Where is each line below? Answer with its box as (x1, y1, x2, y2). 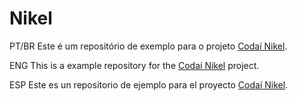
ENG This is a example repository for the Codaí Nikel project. (9, 59, 260, 71)
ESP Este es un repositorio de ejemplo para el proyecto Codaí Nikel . (9, 78, 289, 91)
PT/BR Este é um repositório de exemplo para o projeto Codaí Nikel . (9, 40, 288, 52)
